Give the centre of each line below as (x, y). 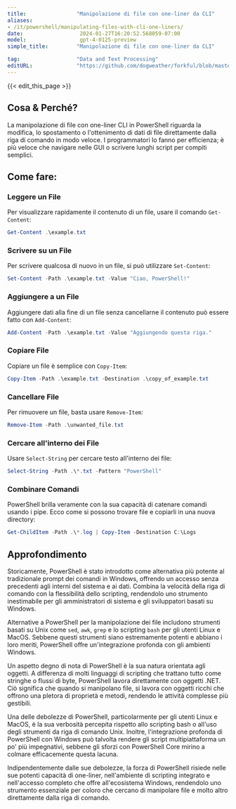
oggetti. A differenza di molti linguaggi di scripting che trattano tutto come (114, 673)
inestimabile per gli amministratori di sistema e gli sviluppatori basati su (110, 601)
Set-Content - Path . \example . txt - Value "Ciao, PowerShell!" (99, 279)
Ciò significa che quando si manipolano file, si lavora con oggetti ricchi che (116, 688)
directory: (21, 520)
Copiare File (28, 350)
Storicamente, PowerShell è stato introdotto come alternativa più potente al (116, 571)
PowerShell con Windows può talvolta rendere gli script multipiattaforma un (117, 739)
